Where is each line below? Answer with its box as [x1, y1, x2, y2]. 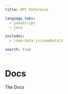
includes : [5, 34, 25, 39]
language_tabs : [5, 16, 36, 21]
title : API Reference [5, 7, 49, 12]
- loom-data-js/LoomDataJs [9, 38, 64, 43]
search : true [5, 47, 31, 52]
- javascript [9, 20, 36, 25]
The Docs [5, 84, 25, 90]
